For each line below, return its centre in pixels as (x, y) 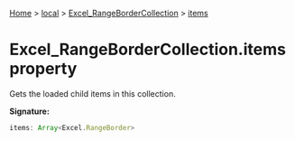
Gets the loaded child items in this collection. (92, 93)
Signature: (29, 111)
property (43, 69)
